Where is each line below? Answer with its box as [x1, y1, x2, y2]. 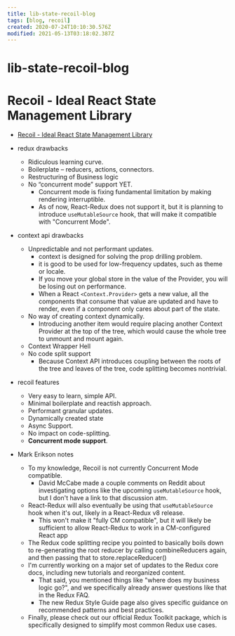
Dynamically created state [27, 414, 104, 423]
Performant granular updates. [27, 407, 114, 415]
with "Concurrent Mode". [38, 217, 111, 226]
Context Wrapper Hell [27, 342, 91, 350]
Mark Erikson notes [17, 450, 74, 459]
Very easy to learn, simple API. [27, 392, 117, 400]
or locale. [38, 267, 66, 276]
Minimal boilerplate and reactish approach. [27, 399, 152, 408]
